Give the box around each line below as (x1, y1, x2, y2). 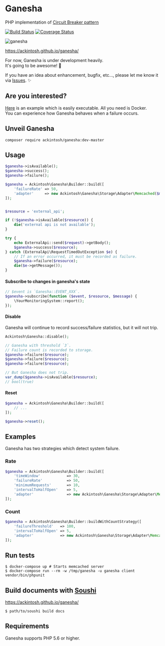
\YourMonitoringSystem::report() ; (14, 298, 84, 303)
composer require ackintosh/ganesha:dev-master (5, 137, 105, 143)
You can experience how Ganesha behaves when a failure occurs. (5, 110, 139, 116)
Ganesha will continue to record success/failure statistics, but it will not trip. (5, 324, 159, 330)
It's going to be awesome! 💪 (5, 62, 62, 68)
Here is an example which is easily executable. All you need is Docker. (5, 105, 147, 111)
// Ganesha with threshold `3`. (5, 343, 71, 348)
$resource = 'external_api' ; (5, 209, 65, 214)
